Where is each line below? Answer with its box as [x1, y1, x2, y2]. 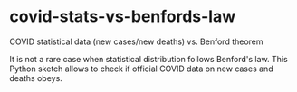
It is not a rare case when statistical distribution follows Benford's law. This [9, 53, 288, 64]
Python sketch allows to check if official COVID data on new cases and [9, 63, 273, 74]
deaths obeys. [9, 72, 63, 83]
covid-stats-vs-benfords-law [9, 6, 236, 27]
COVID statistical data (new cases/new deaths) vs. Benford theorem [9, 36, 264, 47]
